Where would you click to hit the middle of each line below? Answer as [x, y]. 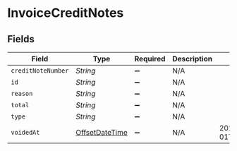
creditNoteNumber [40, 71]
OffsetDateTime [102, 132]
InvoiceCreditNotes [66, 13]
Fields [21, 39]
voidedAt [25, 132]
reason [22, 93]
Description [193, 59]
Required [150, 59]
